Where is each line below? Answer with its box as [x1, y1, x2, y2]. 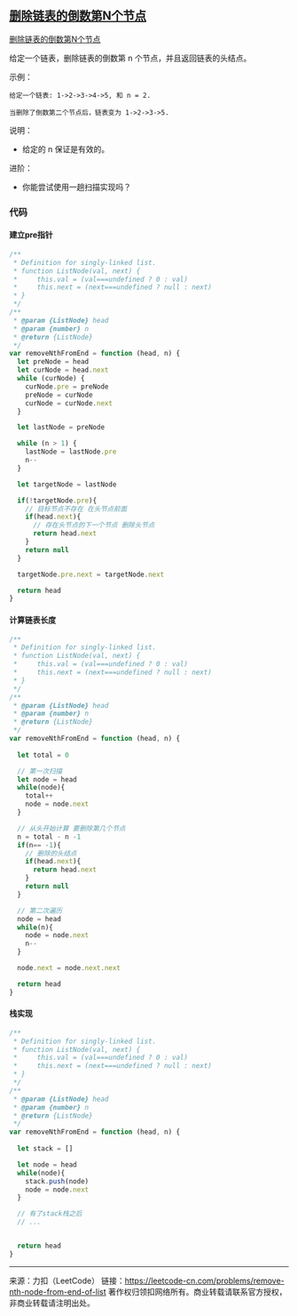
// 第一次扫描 [17, 766, 63, 775]
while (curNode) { [17, 374, 86, 383]
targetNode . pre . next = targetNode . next [17, 570, 165, 579]
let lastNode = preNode [17, 423, 105, 432]
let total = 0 [17, 750, 69, 759]
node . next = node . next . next [17, 964, 122, 973]
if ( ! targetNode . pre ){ [17, 496, 98, 505]
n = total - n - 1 [17, 832, 82, 841]
